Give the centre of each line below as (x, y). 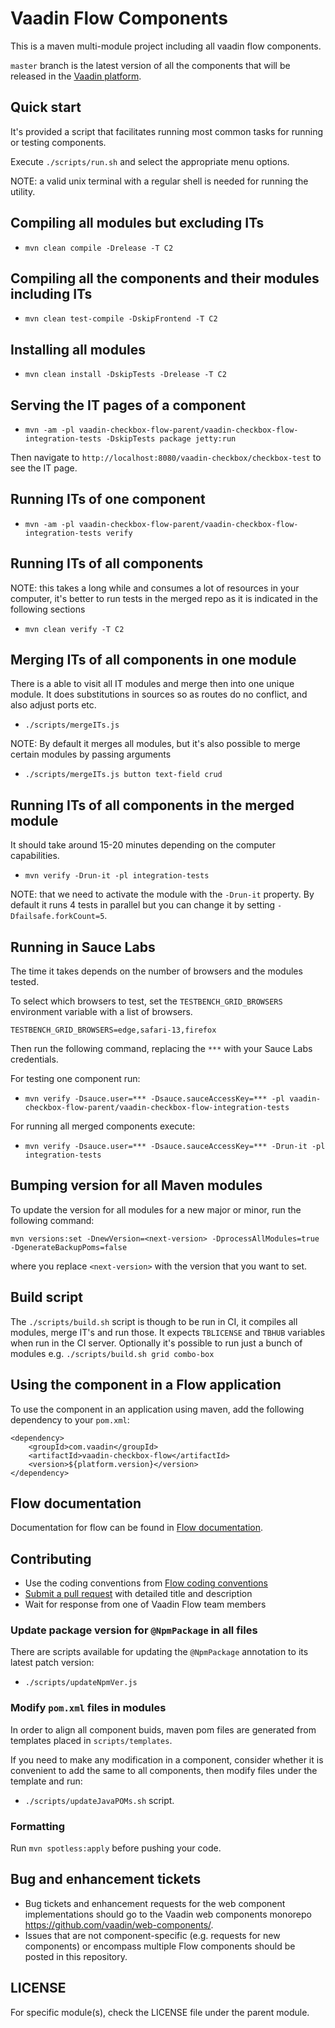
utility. (23, 191)
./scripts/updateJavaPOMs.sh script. (99, 1800)
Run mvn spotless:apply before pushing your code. (116, 1848)
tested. (25, 982)
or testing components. (58, 142)
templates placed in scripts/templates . (91, 1740)
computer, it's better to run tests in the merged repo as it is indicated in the (164, 598)
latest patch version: (52, 1663)
